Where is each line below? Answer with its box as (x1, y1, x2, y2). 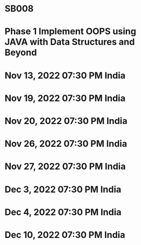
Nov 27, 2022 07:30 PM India (4, 161, 126, 172)
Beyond (4, 47, 37, 58)
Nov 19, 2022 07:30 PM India (4, 93, 126, 104)
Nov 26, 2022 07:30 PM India (4, 138, 128, 149)
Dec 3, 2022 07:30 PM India (4, 184, 122, 195)
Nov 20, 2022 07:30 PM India (4, 115, 128, 126)
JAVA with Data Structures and (4, 36, 135, 48)
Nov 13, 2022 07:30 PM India (4, 70, 126, 81)
